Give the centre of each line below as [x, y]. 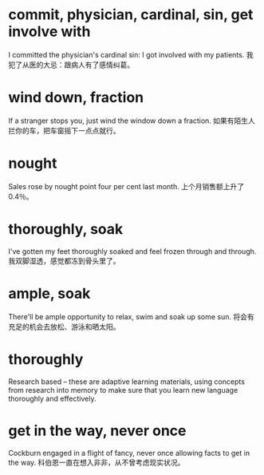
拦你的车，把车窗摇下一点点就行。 [64, 130]
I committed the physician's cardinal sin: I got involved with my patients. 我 [131, 54]
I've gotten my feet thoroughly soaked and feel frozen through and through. [132, 251]
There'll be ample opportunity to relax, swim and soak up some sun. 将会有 [132, 316]
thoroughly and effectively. [52, 398]
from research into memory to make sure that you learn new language [123, 390]
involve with [49, 32]
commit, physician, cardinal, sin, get [131, 15]
